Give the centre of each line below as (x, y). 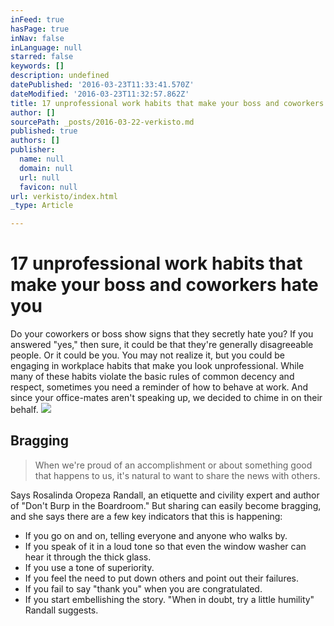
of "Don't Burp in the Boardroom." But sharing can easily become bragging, (166, 505)
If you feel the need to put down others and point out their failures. (162, 578)
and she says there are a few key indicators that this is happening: (146, 516)
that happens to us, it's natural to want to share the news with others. (177, 475)
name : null (42, 159)
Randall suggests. (61, 610)
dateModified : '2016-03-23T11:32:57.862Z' (100, 94)
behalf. (24, 410)
